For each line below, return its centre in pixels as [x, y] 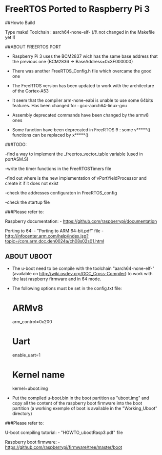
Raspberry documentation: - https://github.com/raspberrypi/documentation [81, 221]
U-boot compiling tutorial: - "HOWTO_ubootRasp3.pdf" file [64, 432]
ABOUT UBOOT [29, 256]
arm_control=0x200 [32, 321]
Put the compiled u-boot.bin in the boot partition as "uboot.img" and [81, 398]
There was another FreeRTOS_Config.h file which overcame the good [82, 71]
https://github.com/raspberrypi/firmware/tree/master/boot [64, 447]
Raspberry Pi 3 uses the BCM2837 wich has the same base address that [85, 56]
